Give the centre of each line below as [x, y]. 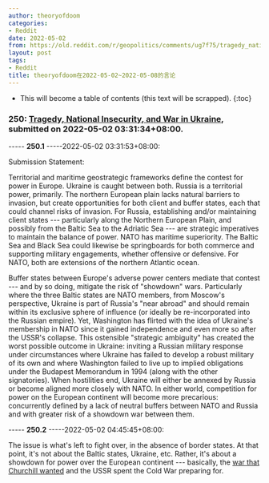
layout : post [30, 53]
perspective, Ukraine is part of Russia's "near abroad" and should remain [129, 303]
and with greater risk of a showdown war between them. [101, 414]
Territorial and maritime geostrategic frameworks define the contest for [126, 177]
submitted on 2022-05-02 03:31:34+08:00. [96, 129]
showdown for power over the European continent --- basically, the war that [134, 462]
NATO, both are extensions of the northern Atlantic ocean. [104, 262]
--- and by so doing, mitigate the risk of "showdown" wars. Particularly [125, 286]
